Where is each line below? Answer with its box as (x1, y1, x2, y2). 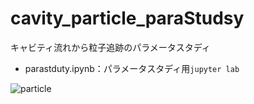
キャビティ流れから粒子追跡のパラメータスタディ (10, 41, 211, 53)
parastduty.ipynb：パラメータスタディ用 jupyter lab (24, 62, 240, 74)
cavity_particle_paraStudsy (10, 7, 245, 30)
